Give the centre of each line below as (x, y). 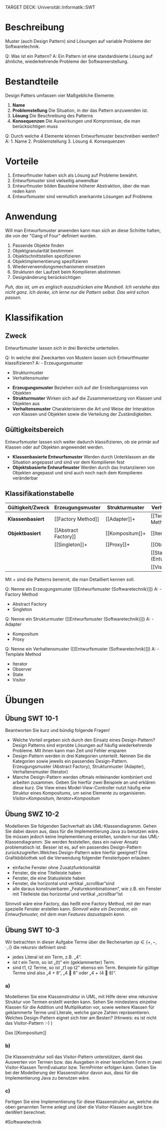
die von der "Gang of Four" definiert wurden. (51, 235)
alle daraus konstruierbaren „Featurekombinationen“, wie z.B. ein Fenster (87, 889)
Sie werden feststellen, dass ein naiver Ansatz (91, 842)
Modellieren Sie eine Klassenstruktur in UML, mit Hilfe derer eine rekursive (81, 997)
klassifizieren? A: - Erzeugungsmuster (44, 363)
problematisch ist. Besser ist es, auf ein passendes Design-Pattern (73, 847)
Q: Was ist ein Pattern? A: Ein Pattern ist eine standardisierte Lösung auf (79, 56)
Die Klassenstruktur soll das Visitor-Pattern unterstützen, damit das (74, 1057)
